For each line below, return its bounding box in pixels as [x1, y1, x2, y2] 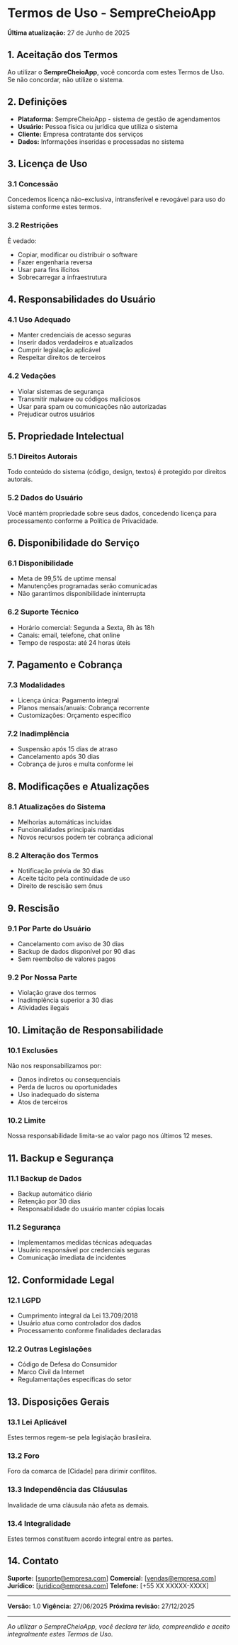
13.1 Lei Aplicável [7, 1417, 67, 1427]
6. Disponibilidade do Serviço [7, 537, 140, 549]
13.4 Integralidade [7, 1518, 72, 1528]
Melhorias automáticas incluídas [17, 818, 112, 826]
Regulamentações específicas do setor [17, 1375, 132, 1383]
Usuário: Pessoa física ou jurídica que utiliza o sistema [17, 122, 178, 130]
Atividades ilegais [17, 1004, 69, 1012]
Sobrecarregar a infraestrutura [17, 273, 108, 281]
